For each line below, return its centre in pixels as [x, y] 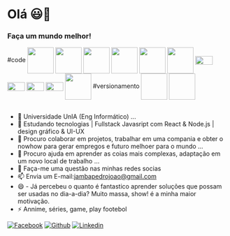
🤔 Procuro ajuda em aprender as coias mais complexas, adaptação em [119, 154]
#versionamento [116, 86]
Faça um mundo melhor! [50, 36]
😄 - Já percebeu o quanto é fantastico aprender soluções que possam [120, 186]
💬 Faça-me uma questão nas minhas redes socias [89, 168]
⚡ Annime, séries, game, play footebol [72, 209]
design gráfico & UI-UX [51, 131]
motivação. [34, 201]
